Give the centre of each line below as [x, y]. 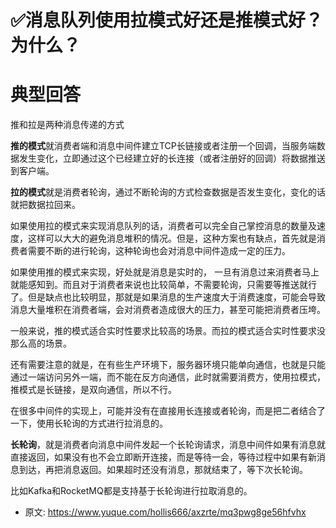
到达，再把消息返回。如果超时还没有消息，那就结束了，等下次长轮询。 [163, 470]
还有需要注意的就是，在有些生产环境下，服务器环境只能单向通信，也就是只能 [168, 365]
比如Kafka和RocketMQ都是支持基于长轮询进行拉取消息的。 [131, 491]
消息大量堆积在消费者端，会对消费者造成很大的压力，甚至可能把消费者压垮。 [168, 310]
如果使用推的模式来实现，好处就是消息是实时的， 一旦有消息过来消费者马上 [165, 272]
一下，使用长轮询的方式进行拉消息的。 [89, 423]
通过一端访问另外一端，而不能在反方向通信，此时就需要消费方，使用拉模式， [168, 377]
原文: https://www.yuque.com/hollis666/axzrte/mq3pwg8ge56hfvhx [165, 512]
